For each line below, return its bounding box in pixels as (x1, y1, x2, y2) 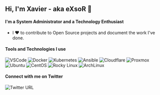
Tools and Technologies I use (5, 46, 66, 52)
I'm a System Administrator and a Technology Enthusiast (5, 18, 124, 25)
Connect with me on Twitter (5, 73, 63, 79)
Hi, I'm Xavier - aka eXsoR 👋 (5, 5, 92, 13)
